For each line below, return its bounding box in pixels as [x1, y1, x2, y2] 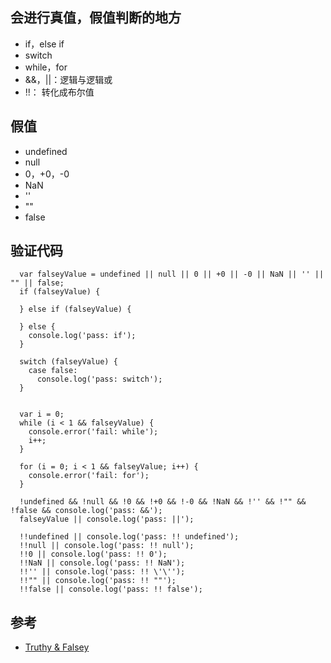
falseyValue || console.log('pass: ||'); [19, 514, 195, 525]
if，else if [24, 38, 65, 50]
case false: [28, 366, 78, 376]
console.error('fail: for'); [28, 471, 150, 481]
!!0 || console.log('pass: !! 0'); [19, 549, 168, 560]
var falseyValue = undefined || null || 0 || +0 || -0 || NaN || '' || [19, 269, 325, 280]
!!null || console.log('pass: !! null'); [19, 541, 195, 551]
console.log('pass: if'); [28, 331, 137, 341]
